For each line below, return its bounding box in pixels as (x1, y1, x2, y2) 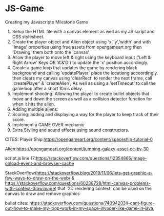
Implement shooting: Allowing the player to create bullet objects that (12, 91, 150, 97)
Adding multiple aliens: (12, 106, 59, 112)
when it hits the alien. (12, 101, 55, 107)
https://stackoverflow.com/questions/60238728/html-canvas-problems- (5, 180, 151, 186)
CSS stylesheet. (12, 34, 45, 39)
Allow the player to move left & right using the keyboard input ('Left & (12, 54, 151, 60)
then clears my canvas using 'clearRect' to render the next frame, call (12, 75, 152, 81)
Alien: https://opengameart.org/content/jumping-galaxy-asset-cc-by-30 (5, 146, 149, 152)
